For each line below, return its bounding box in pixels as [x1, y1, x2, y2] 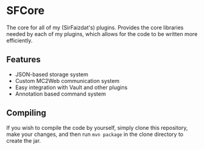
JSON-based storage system [15, 71, 88, 78]
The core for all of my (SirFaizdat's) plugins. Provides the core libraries [6, 24, 184, 31]
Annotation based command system [15, 90, 107, 98]
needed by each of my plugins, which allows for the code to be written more [6, 30, 198, 37]
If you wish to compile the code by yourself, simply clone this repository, [6, 124, 188, 131]
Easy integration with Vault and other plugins [15, 84, 128, 91]
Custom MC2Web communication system [15, 77, 120, 84]
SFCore [6, 4, 45, 18]
